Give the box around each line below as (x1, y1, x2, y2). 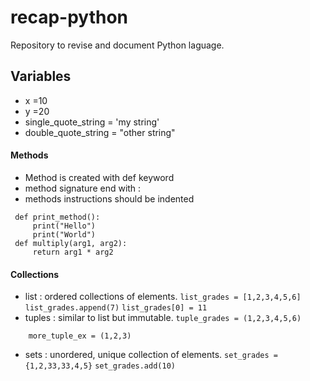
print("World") (32, 229, 97, 240)
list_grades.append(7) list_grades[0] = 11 (24, 303, 208, 313)
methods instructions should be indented (24, 192, 195, 205)
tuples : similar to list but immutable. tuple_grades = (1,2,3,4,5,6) (24, 312, 302, 324)
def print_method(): (14, 212, 101, 222)
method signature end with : (24, 182, 142, 194)
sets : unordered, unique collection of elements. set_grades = (24, 349, 278, 361)
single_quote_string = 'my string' (24, 116, 160, 128)
